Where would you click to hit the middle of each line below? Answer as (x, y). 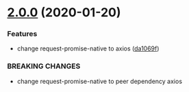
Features (22, 34)
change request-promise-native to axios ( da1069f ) (88, 48)
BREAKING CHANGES (44, 66)
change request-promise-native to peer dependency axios (100, 81)
